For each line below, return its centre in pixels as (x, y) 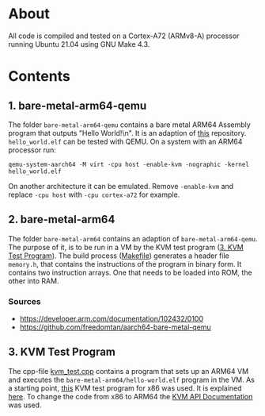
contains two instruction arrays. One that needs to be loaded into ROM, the (130, 272)
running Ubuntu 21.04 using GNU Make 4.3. (79, 44)
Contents (40, 77)
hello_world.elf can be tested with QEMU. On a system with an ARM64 (125, 141)
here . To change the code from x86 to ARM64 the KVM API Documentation (131, 396)
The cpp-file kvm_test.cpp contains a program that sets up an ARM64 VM (129, 371)
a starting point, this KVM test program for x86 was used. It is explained (125, 388)
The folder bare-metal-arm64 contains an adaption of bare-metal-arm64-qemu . (133, 238)
